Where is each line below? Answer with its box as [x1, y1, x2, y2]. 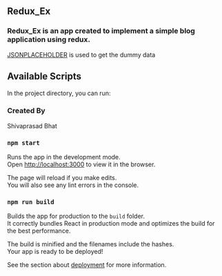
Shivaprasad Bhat [7, 121, 57, 130]
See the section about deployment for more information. [7, 261, 167, 269]
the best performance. [7, 227, 71, 235]
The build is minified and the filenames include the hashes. [7, 240, 174, 248]
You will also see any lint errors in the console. [7, 181, 139, 189]
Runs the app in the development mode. [7, 153, 121, 161]
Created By [7, 106, 46, 116]
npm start [7, 139, 40, 147]
